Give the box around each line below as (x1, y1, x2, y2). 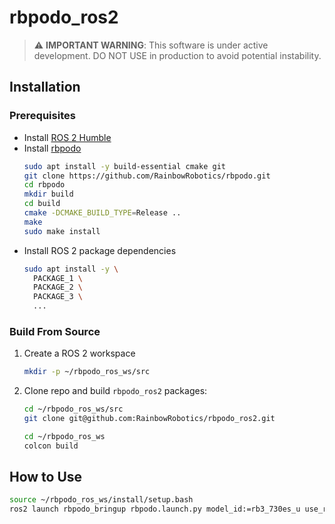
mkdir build (23, 189, 74, 200)
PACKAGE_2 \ (33, 282, 83, 293)
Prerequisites (9, 109, 76, 123)
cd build (23, 199, 61, 209)
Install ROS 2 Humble (23, 131, 112, 143)
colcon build (23, 441, 79, 451)
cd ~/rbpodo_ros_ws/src (23, 404, 124, 415)
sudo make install (23, 226, 101, 236)
